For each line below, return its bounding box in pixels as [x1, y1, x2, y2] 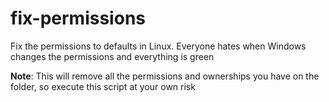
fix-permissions [10, 7, 146, 30]
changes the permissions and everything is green [10, 50, 215, 62]
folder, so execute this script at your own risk [10, 80, 196, 92]
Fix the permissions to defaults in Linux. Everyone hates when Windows [10, 40, 307, 52]
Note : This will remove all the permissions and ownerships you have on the [10, 70, 320, 82]
